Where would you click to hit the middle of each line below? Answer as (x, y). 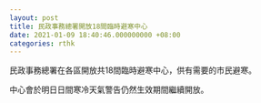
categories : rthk (42, 43)
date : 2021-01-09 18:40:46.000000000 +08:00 (95, 35)
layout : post (34, 18)
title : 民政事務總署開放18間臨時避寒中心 (79, 26)
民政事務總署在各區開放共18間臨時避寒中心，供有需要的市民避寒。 (133, 70)
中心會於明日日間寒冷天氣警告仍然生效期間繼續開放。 (109, 90)
